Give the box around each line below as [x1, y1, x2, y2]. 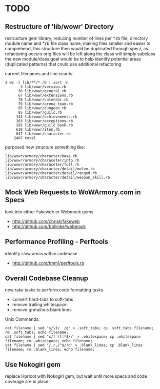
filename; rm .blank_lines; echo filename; [5, 347, 95, 352]
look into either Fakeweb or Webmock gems [5, 208, 94, 215]
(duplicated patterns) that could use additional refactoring [5, 61, 121, 67]
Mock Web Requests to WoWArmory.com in [5, 188, 141, 197]
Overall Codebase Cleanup [5, 274, 89, 283]
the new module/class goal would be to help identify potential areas [5, 56, 141, 61]
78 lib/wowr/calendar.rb [18, 97, 69, 102]
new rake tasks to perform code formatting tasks [5, 287, 103, 293]
